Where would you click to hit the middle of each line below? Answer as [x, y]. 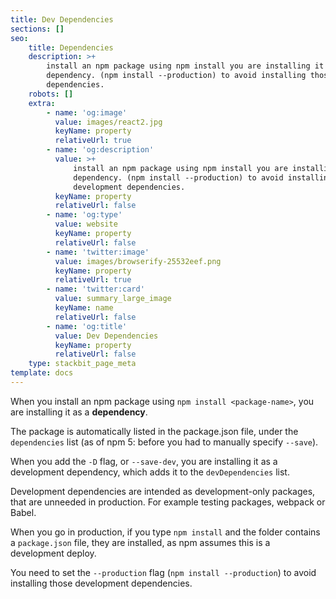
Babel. [23, 512]
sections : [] [37, 29]
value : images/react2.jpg [108, 122]
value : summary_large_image [113, 299]
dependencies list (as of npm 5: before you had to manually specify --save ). [164, 442]
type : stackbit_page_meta [82, 364]
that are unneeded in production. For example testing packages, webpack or [168, 502]
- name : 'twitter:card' [95, 289]
